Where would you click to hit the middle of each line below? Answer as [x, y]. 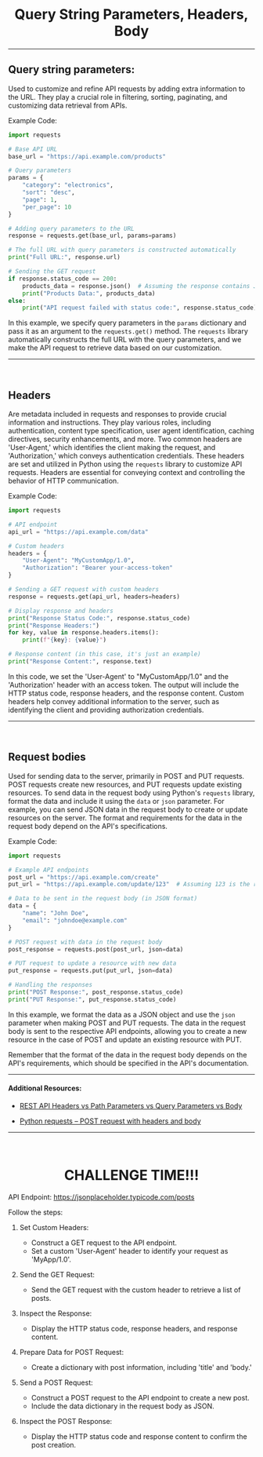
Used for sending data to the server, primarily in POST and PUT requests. [126, 776]
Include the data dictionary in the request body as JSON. [123, 1406]
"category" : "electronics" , [68, 185]
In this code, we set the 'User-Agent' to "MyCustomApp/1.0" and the [119, 676]
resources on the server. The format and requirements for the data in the [125, 817]
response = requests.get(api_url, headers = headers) [94, 597]
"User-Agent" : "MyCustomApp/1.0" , [78, 561]
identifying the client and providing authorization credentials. [106, 710]
